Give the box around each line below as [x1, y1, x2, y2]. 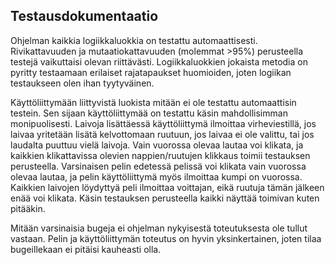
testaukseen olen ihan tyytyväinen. [10, 77, 155, 89]
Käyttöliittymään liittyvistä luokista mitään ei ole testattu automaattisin [10, 96, 297, 108]
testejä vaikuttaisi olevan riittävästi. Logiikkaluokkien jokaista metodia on [10, 55, 308, 68]
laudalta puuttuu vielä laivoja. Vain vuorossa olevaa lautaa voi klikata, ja [10, 139, 304, 151]
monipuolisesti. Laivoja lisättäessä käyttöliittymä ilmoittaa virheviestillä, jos [10, 117, 317, 129]
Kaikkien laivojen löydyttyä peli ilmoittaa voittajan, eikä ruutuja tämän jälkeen [10, 181, 325, 193]
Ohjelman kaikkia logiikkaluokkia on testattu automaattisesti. [10, 34, 258, 46]
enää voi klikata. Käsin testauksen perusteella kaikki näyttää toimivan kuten [10, 192, 320, 204]
